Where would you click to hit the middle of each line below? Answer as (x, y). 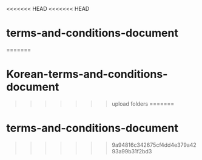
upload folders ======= (143, 104)
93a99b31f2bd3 (132, 151)
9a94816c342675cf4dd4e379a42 (154, 145)
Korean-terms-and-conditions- (87, 74)
